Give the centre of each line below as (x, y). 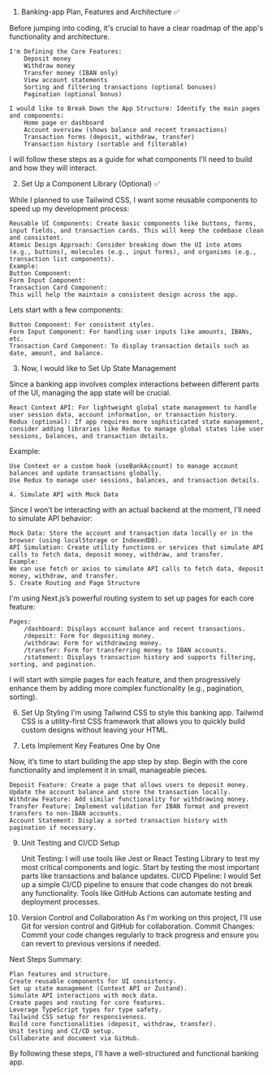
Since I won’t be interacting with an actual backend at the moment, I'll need (135, 509)
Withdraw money (50, 66)
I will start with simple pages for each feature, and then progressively (125, 680)
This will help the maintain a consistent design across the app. (124, 295)
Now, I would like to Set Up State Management (99, 368)
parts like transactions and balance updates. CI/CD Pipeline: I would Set (141, 876)
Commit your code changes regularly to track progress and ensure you (140, 935)
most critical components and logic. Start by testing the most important (140, 867)
